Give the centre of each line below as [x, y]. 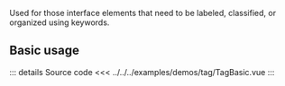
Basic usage [44, 51]
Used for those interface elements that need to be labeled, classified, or [143, 13]
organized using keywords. [60, 22]
